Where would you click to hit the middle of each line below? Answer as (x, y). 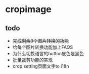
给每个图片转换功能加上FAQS (43, 47)
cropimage (28, 9)
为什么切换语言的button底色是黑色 (48, 53)
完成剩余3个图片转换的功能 (41, 41)
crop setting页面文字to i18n (41, 66)
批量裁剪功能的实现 (33, 60)
